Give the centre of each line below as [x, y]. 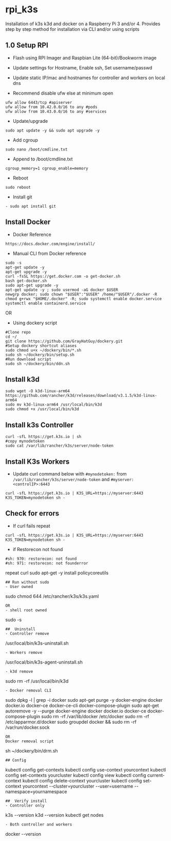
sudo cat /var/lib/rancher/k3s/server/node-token [60, 446]
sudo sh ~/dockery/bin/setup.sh [40, 355]
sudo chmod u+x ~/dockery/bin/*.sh [43, 350]
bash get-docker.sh [26, 281]
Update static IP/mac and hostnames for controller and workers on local [89, 78]
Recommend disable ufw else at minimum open [63, 93]
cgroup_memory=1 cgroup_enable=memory [47, 168]
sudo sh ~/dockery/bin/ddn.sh [38, 363]
